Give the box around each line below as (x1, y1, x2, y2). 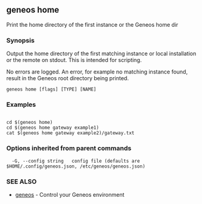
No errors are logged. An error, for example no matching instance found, (6, 68, 188, 75)
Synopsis (6, 36, 35, 44)
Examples (6, 100, 37, 109)
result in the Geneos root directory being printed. (6, 75, 129, 82)
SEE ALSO (6, 177, 37, 186)
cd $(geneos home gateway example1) (6, 124, 99, 131)
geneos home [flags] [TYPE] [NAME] (6, 86, 97, 93)
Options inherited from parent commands (6, 144, 132, 152)
